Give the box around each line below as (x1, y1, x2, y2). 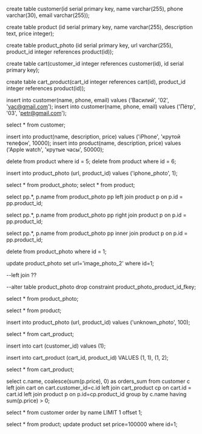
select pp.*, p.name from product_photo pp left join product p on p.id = (6, 193, 183, 200)
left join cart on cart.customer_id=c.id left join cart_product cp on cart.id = (6, 384, 192, 391)
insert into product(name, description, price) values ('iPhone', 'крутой (6, 133, 181, 140)
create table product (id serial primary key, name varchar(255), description (6, 24, 193, 30)
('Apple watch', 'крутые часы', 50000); (6, 146, 104, 153)
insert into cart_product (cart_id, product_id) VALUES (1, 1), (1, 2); (6, 354, 169, 361)
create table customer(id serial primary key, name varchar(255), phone (6, 5, 183, 12)
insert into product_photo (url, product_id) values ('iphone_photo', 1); (6, 170, 178, 177)
